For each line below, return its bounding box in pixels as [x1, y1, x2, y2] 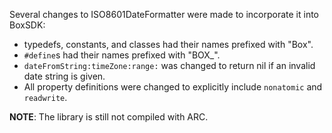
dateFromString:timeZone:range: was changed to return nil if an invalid [23, 60, 316, 71]
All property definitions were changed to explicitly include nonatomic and [23, 81, 323, 93]
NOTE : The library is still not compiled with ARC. [9, 111, 209, 123]
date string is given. [23, 70, 106, 82]
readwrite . [23, 92, 68, 103]
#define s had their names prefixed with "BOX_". [23, 49, 221, 61]
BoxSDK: [9, 19, 46, 31]
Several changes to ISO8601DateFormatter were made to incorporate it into [9, 9, 320, 20]
